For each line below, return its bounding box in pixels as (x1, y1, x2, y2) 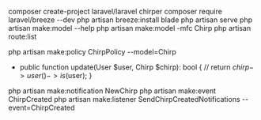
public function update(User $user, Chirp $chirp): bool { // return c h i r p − (19, 62, 255, 72)
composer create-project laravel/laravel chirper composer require (8, 7, 223, 16)
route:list (8, 32, 37, 41)
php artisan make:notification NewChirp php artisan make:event (8, 86, 216, 96)
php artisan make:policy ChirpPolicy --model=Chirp (8, 47, 176, 56)
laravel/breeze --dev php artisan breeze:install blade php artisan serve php (8, 15, 253, 24)
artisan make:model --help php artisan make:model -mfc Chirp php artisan (8, 24, 252, 32)
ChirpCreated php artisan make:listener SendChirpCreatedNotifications (8, 95, 240, 103)
